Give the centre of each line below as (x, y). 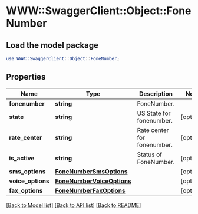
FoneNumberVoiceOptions (93, 181)
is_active (22, 158)
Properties (26, 77)
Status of (149, 154)
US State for (154, 113)
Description (156, 94)
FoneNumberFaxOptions (90, 190)
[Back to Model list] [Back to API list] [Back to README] (74, 205)
